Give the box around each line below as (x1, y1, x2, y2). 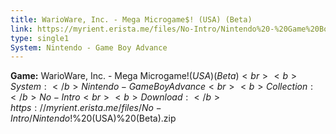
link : (10, 24, 33, 34)
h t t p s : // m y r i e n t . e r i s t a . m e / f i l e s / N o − (10, 102, 162, 114)
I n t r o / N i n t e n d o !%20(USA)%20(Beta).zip (10, 112, 177, 125)
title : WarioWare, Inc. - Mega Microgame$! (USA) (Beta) (10, 14, 253, 25)
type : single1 (10, 33, 70, 43)
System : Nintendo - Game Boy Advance (10, 42, 168, 53)
